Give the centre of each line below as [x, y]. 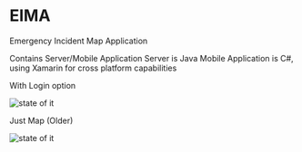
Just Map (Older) [41, 120]
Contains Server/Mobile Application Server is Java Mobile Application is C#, [151, 58]
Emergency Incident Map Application [79, 41]
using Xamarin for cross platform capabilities [93, 68]
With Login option [43, 85]
